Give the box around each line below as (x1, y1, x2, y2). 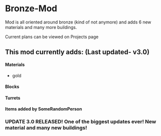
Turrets (5, 95, 21, 101)
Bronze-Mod (5, 3, 58, 14)
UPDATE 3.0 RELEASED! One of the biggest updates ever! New (5, 118, 157, 125)
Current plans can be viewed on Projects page (5, 34, 99, 40)
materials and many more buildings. (5, 24, 77, 30)
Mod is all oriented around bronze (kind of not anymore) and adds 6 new (5, 19, 152, 25)
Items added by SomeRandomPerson (5, 106, 82, 112)
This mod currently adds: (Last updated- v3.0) (5, 48, 150, 56)
